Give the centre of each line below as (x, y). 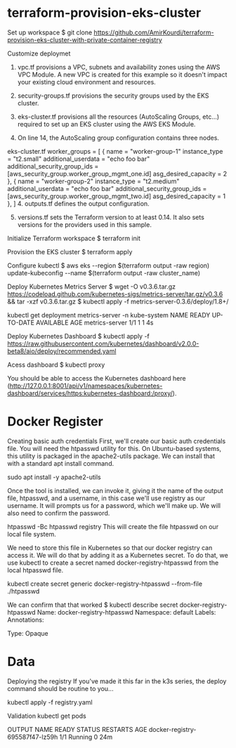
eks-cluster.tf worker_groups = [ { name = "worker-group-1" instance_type (115, 151)
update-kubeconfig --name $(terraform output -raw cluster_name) (104, 273)
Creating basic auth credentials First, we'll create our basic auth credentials (117, 441)
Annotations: (26, 619)
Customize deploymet (39, 53)
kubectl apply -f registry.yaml (50, 702)
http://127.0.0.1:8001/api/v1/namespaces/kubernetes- (86, 386)
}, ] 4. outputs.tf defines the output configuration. (78, 203)
